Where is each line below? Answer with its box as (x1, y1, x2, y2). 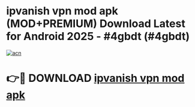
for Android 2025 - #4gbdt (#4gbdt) (6, 30, 190, 43)
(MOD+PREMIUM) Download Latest (6, 17, 186, 30)
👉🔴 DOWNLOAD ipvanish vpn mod (6, 72, 185, 85)
